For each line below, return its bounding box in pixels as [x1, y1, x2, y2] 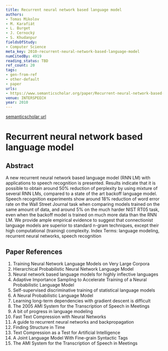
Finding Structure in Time [12, 324, 65, 330]
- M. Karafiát [5, 21, 35, 26]
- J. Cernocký [5, 30, 35, 35]
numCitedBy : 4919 [5, 53, 42, 59]
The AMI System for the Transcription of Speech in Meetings [12, 340, 138, 346]
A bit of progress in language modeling [12, 308, 93, 314]
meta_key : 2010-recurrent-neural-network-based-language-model [5, 49, 140, 54]
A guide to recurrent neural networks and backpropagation [12, 319, 134, 325]
